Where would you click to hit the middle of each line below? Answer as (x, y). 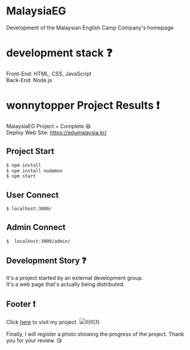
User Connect (33, 195)
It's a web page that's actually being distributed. (65, 284)
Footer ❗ (21, 304)
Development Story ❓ (46, 261)
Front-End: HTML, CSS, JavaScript (49, 74)
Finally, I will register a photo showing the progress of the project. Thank (95, 334)
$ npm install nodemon (34, 171)
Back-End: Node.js (29, 80)
